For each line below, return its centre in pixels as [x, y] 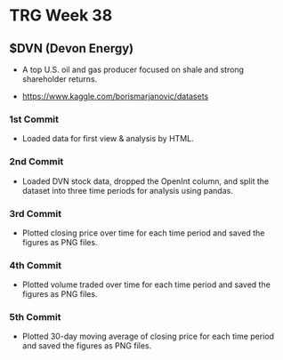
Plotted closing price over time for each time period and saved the [143, 233]
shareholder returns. [60, 79]
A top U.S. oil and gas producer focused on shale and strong [133, 69]
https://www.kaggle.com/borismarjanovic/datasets [115, 96]
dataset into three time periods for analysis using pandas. [127, 190]
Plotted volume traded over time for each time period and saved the [146, 284]
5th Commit [35, 317]
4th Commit [36, 265]
